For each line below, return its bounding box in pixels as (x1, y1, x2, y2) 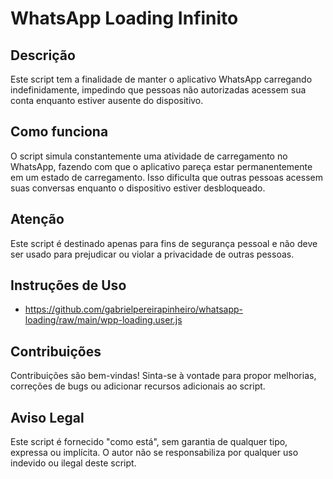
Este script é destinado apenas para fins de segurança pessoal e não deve (10, 237, 318, 249)
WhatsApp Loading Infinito (10, 7, 239, 30)
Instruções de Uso (10, 277, 127, 294)
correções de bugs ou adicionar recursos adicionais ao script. (10, 380, 266, 392)
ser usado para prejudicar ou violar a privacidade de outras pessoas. (10, 248, 295, 260)
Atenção (10, 211, 65, 228)
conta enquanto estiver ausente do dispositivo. (10, 95, 204, 106)
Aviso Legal (10, 409, 85, 426)
